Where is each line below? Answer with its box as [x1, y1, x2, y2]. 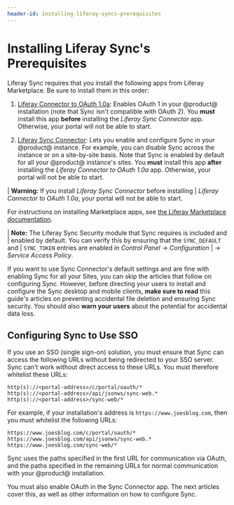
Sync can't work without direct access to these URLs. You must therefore [7, 363, 219, 372]
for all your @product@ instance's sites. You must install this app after [17, 158, 222, 166]
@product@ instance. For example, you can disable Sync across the [17, 143, 215, 151]
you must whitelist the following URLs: [7, 416, 118, 424]
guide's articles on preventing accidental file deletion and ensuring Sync [7, 294, 216, 302]
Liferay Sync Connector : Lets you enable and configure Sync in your [17, 135, 215, 144]
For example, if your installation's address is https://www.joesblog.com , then [7, 408, 228, 417]
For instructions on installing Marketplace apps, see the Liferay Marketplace [7, 208, 226, 216]
